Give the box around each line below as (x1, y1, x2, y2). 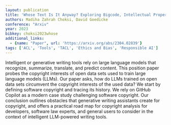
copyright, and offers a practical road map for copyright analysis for (5, 103, 148, 109)
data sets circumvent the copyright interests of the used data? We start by (5, 81, 161, 87)
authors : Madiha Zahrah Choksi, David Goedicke (5, 17, 108, 22)
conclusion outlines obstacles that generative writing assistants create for (5, 97, 160, 104)
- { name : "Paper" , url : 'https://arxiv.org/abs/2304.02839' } (10, 41, 142, 46)
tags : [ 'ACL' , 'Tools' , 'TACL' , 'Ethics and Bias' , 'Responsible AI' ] (5, 45, 158, 51)
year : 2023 (5, 27, 28, 32)
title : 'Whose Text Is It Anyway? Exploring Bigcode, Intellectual (5, 12, 152, 17)
